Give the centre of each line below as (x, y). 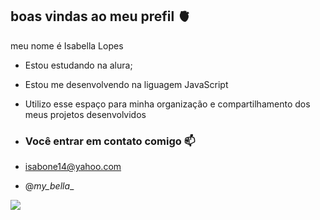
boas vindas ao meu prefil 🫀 (101, 16)
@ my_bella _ (49, 186)
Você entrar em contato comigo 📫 (110, 141)
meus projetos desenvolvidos (85, 114)
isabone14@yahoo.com (73, 167)
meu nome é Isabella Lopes (67, 45)
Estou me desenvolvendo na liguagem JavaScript (126, 84)
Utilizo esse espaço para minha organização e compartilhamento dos (167, 104)
